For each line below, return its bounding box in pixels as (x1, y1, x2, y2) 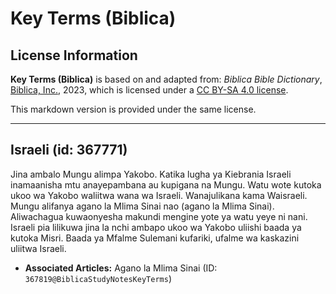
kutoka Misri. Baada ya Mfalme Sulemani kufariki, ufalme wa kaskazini (10, 232, 300, 244)
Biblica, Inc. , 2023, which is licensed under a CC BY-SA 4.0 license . (10, 84, 289, 96)
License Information (10, 47, 138, 64)
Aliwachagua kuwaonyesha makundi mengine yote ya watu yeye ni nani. (10, 210, 308, 222)
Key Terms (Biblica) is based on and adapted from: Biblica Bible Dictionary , (10, 73, 323, 85)
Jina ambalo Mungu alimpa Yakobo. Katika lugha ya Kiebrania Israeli (10, 168, 292, 180)
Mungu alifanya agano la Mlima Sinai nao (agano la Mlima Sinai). (10, 200, 275, 212)
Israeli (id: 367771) (10, 142, 128, 159)
